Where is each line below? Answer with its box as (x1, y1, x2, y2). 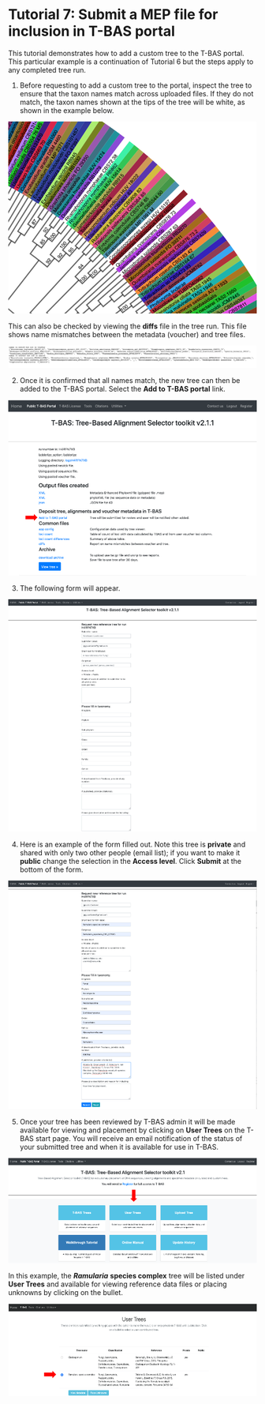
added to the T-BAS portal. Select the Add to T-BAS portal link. (19, 384, 226, 393)
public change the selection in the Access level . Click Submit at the (19, 857, 242, 866)
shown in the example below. (19, 105, 114, 115)
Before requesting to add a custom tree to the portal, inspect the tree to (19, 81, 252, 90)
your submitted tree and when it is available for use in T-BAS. (19, 1143, 219, 1152)
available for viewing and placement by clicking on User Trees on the (19, 1125, 245, 1135)
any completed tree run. (8, 65, 87, 74)
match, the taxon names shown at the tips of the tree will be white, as (19, 97, 246, 107)
